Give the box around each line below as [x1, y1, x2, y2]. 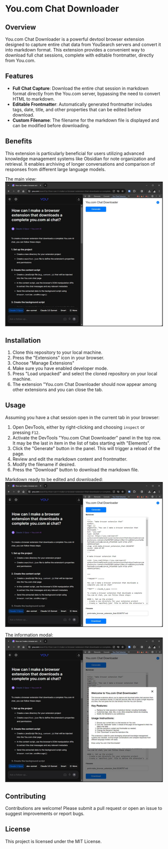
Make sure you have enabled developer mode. [12, 365, 108, 371]
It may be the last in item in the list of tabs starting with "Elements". [12, 440, 150, 446]
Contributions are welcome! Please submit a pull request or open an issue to [5, 805, 162, 811]
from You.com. [5, 58, 36, 63]
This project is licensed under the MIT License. [5, 838, 102, 844]
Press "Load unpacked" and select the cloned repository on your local [12, 371, 157, 377]
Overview [5, 23, 36, 32]
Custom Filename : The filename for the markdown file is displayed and [12, 117, 159, 123]
